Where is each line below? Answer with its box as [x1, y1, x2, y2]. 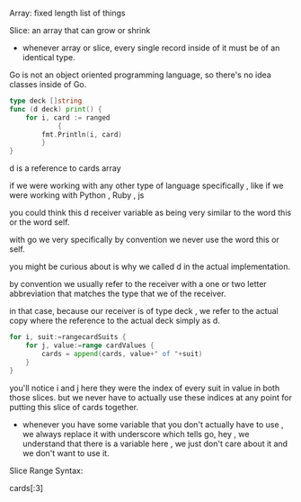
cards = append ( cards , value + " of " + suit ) [41, 349, 203, 358]
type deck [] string [9, 96, 83, 105]
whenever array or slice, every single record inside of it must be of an [22, 42, 280, 53]
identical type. [22, 52, 75, 62]
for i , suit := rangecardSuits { [9, 333, 127, 342]
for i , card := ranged [25, 112, 111, 122]
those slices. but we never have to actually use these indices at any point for [9, 391, 292, 403]
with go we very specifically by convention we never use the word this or [9, 234, 280, 246]
